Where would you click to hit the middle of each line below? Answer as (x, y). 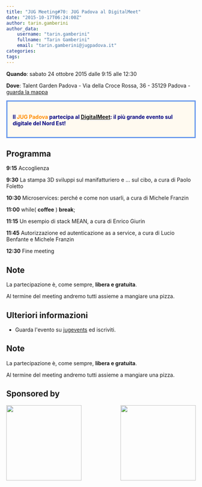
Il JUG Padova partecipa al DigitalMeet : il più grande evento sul (93, 117)
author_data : (23, 29)
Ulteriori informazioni (47, 315)
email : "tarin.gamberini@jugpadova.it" (67, 46)
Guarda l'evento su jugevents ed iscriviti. (65, 330)
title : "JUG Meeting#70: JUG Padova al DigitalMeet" (74, 12)
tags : (13, 57)
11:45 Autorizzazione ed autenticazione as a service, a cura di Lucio (90, 233)
